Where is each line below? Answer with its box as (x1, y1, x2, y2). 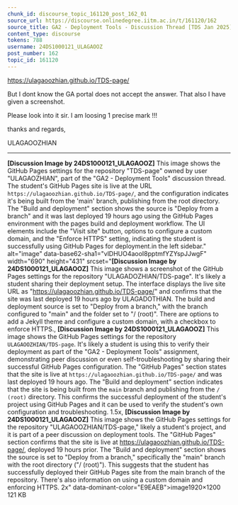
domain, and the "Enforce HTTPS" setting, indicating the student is (7, 234, 203, 243)
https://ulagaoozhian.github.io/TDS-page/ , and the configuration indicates (7, 189, 229, 197)
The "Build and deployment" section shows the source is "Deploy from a (7, 204, 219, 213)
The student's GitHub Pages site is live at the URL (7, 182, 152, 190)
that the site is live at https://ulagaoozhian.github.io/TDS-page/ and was (7, 370, 222, 378)
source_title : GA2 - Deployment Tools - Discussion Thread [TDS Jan (7, 23, 214, 30)
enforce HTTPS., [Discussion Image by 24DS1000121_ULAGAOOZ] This (7, 324, 220, 333)
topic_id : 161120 (7, 57, 59, 64)
